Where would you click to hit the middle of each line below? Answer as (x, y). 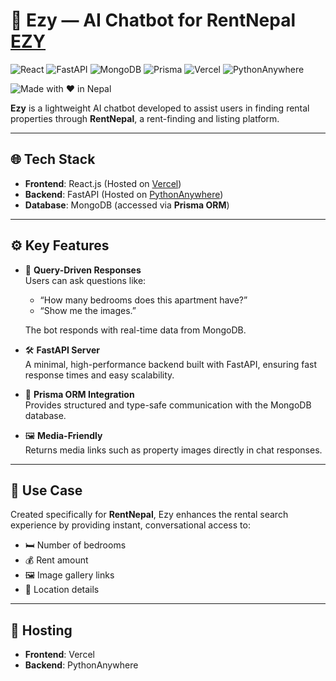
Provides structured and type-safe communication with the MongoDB (168, 405)
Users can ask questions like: (85, 280)
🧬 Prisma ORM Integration (79, 394)
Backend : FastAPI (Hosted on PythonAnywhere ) (124, 194)
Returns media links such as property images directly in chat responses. (173, 450)
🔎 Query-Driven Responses (83, 270)
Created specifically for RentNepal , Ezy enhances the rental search (149, 515)
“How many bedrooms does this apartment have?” (143, 300)
